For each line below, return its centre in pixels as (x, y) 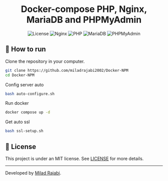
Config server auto (24, 85)
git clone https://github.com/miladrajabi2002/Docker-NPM (67, 70)
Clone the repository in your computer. (45, 61)
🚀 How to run (25, 49)
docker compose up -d (28, 112)
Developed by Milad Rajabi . (33, 173)
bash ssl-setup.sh (24, 131)
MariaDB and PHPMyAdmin (84, 20)
